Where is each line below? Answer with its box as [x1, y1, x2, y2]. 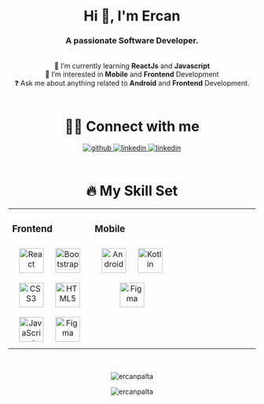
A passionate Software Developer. [65, 35, 199, 46]
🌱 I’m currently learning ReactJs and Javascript [53, 61, 211, 71]
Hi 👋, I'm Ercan [83, 7, 181, 25]
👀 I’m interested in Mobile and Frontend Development [45, 70, 219, 79]
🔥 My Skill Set [86, 182, 178, 200]
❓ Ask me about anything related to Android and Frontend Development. [14, 79, 250, 88]
